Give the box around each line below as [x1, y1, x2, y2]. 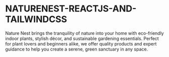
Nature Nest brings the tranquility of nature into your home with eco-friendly [5, 30, 164, 36]
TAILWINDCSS [5, 13, 67, 25]
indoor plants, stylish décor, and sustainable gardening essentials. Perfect [5, 35, 159, 41]
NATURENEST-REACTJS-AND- [5, 3, 137, 14]
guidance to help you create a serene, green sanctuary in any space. [5, 46, 148, 52]
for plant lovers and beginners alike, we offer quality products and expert [5, 40, 157, 46]
